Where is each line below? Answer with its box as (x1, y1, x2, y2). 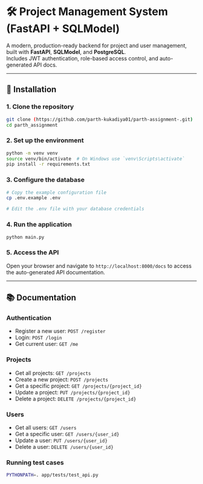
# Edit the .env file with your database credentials (6, 206, 145, 212)
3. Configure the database (6, 176, 85, 184)
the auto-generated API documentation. (6, 268, 106, 276)
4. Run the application (6, 220, 72, 229)
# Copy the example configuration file (6, 189, 107, 196)
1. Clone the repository (6, 102, 74, 111)
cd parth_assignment (6, 122, 59, 128)
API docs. (33, 61, 57, 68)
